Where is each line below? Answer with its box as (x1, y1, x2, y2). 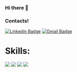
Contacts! (5, 17, 29, 24)
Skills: (5, 46, 31, 56)
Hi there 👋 (5, 4, 29, 11)
